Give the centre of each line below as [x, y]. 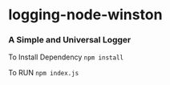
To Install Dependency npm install [66, 57]
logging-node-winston [85, 15]
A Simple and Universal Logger [70, 40]
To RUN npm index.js [44, 73]
